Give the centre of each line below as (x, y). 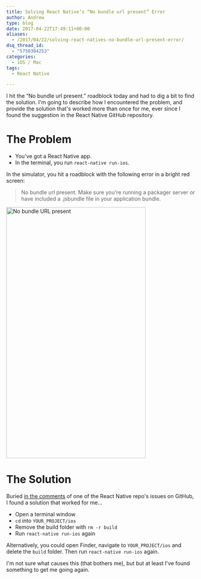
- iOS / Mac (27, 62)
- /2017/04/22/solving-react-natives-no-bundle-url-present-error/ (98, 40)
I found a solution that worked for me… (54, 503)
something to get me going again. (48, 570)
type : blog (20, 23)
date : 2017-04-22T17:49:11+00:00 (48, 29)
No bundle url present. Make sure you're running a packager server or (108, 192)
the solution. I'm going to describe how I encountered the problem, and (94, 103)
